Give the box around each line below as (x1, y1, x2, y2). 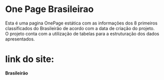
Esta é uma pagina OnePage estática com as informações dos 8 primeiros (5, 20, 157, 26)
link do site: (5, 53, 54, 65)
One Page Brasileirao (5, 3, 94, 15)
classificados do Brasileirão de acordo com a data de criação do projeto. (5, 25, 155, 31)
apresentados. (5, 36, 35, 42)
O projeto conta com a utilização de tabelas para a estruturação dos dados (5, 30, 159, 36)
